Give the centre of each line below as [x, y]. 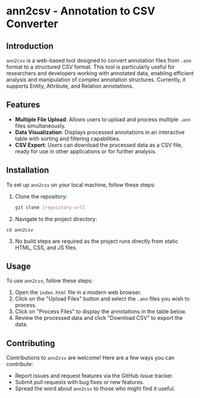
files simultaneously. [40, 126]
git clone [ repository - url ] [50, 207]
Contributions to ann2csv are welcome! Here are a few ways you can [90, 358]
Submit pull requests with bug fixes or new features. [79, 382]
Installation [28, 170]
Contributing [31, 343]
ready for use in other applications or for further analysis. [86, 151]
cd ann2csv [20, 230]
